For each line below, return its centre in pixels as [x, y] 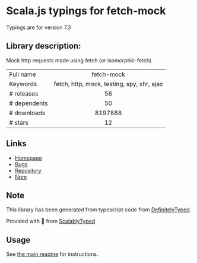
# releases [24, 93]
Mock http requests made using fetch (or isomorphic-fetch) [79, 60]
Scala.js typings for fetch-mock [86, 11]
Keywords [23, 84]
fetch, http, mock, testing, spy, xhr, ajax [108, 84]
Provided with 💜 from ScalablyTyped [51, 221]
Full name [23, 74]
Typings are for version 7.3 [39, 27]
